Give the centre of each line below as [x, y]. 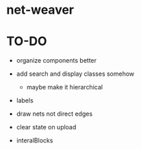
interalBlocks [35, 140]
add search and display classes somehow [75, 74]
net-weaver [40, 10]
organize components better [56, 61]
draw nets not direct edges [54, 114]
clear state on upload [46, 127]
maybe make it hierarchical [65, 87]
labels [25, 100]
